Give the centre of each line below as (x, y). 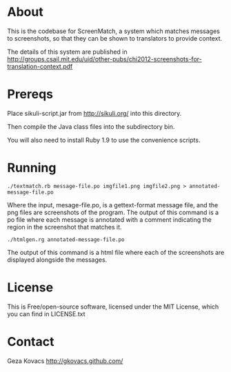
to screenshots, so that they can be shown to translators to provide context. (115, 38)
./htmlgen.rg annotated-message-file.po (66, 239)
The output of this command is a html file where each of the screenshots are (116, 252)
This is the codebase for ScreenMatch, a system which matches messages (114, 31)
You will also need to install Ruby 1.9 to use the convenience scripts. (104, 140)
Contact (31, 341)
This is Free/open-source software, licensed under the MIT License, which (113, 307)
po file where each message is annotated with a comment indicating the (109, 219)
